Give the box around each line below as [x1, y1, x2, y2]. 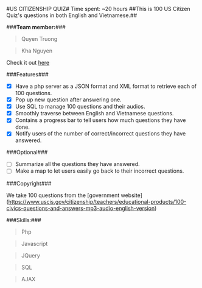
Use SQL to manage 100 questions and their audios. [15, 103, 145, 110]
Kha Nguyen [21, 47, 53, 54]
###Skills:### [6, 216, 41, 223]
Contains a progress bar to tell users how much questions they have [15, 117, 186, 124]
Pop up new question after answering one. [15, 96, 122, 103]
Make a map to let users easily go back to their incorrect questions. [15, 167, 184, 175]
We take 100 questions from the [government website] [6, 192, 143, 199]
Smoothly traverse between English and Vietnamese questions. [15, 110, 174, 117]
